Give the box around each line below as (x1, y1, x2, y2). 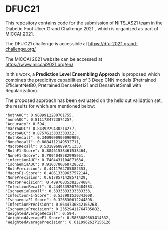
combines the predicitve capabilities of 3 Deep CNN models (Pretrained (5, 76, 156, 83)
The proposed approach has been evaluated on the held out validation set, (5, 97, 162, 104)
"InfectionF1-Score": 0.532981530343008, (5, 193, 95, 198)
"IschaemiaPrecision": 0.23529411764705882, (5, 206, 102, 212)
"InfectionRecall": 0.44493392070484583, (5, 184, 95, 189)
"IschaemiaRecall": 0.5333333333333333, (5, 188, 93, 194)
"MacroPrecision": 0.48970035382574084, (5, 180, 93, 185)
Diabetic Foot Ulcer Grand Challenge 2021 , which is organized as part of (5, 25, 159, 31)
